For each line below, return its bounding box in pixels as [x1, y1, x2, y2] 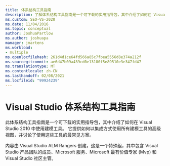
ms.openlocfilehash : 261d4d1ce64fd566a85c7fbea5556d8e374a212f [5, 54, 142, 60]
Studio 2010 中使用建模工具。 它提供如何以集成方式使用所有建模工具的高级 [5, 125, 161, 132]
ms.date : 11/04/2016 [5, 21, 49, 27]
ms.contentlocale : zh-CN [5, 69, 58, 74]
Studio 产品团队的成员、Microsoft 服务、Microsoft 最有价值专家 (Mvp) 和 [5, 149, 157, 155]
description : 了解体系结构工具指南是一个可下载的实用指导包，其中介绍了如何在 [5, 12, 152, 17]
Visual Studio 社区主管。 [5, 155, 57, 161]
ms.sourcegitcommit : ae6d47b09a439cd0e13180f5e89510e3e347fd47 [5, 59, 142, 64]
